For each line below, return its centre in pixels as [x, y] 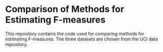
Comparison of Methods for [65, 9]
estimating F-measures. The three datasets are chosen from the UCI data [82, 39]
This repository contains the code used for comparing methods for [75, 33]
